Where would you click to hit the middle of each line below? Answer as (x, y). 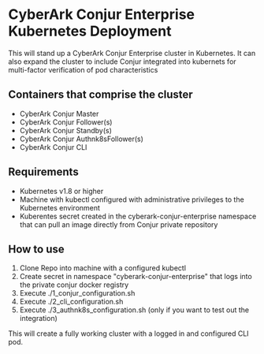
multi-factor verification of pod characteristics (83, 69)
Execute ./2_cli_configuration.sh (71, 302)
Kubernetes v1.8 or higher (61, 191)
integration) (38, 319)
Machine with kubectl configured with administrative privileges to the (132, 199)
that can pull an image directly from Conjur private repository (119, 224)
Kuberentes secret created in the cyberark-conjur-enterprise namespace (138, 216)
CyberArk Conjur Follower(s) (66, 122)
